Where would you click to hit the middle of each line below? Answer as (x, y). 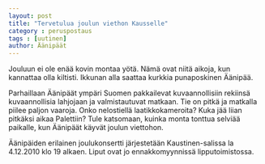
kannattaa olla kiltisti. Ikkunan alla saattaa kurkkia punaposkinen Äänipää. (131, 78)
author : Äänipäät (38, 46)
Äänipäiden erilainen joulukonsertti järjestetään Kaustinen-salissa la (121, 143)
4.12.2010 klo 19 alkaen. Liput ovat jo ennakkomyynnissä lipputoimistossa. (131, 152)
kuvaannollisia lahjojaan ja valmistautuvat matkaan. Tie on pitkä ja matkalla (133, 102)
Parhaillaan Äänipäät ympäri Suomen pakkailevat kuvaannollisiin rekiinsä (130, 93)
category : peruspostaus (50, 31)
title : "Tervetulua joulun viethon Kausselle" (88, 23)
